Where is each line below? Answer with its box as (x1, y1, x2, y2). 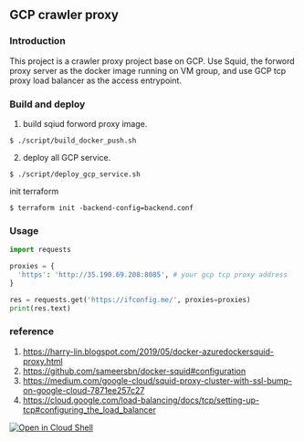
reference (9, 325, 55, 338)
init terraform (9, 185, 59, 196)
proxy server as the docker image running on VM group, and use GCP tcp (9, 65, 287, 76)
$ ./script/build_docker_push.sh (9, 136, 137, 145)
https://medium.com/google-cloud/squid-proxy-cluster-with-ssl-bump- (22, 374, 293, 386)
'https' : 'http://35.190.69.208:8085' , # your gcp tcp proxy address (17, 270, 288, 279)
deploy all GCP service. (22, 152, 111, 163)
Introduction (9, 35, 66, 47)
